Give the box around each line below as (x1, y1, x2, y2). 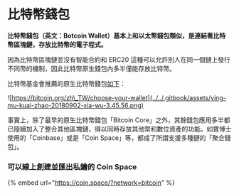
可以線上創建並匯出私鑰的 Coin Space (7, 161, 137, 171)
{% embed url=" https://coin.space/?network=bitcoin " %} (7, 178, 176, 187)
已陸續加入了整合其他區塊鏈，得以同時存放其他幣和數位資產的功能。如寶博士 (7, 124, 232, 133)
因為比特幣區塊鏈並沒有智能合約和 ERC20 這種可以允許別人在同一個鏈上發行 (7, 55, 230, 64)
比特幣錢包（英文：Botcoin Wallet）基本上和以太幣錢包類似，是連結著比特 (7, 31, 226, 40)
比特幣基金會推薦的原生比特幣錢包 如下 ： (7, 79, 126, 87)
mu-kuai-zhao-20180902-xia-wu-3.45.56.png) (7, 101, 144, 109)
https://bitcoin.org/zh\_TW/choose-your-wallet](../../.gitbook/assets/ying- (11, 93, 226, 102)
